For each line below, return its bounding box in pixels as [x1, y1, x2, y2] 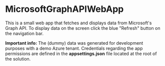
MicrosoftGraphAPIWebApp [5, 3, 124, 15]
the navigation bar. [5, 30, 44, 36]
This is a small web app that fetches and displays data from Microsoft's [5, 20, 152, 26]
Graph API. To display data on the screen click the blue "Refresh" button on [5, 25, 160, 31]
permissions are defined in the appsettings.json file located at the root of [5, 51, 157, 57]
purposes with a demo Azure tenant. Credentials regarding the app [5, 45, 143, 51]
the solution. [5, 56, 31, 62]
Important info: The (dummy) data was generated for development [5, 40, 143, 46]
